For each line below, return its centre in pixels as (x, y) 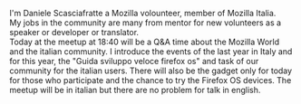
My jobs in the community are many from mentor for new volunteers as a (146, 23)
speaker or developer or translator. (74, 32)
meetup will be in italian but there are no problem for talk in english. (135, 90)
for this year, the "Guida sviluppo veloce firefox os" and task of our (134, 61)
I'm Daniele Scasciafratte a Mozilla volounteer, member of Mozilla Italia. (143, 13)
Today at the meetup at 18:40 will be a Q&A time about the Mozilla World (144, 42)
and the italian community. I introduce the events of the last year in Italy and (151, 52)
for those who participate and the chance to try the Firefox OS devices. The (150, 80)
